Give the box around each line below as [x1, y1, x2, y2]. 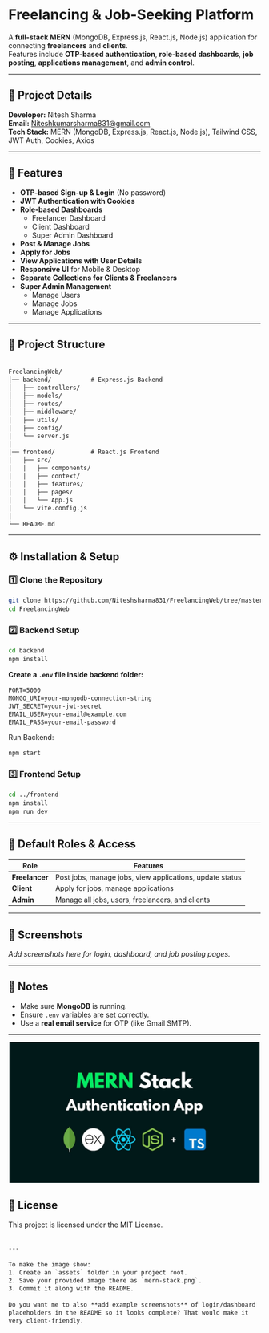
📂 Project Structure [8, 337, 106, 351]
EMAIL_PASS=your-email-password [8, 718, 116, 726]
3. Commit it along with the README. [8, 1284, 134, 1293]
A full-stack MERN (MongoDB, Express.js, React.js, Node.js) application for [8, 32, 258, 42]
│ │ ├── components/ [8, 464, 91, 473]
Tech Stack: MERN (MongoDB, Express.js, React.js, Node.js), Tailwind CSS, [8, 127, 258, 136]
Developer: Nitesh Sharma [8, 110, 97, 120]
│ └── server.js [8, 432, 70, 441]
